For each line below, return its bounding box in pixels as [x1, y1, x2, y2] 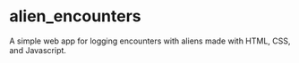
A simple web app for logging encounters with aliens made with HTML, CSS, [9, 35, 291, 46]
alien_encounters [9, 6, 141, 27]
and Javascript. [9, 44, 67, 55]
